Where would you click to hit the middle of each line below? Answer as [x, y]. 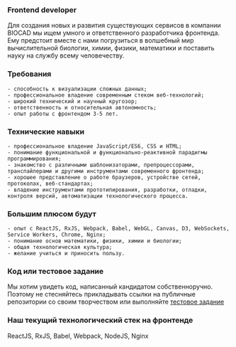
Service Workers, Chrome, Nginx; [57, 235]
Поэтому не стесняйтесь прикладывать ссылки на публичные [102, 294]
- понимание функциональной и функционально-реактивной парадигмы [107, 152]
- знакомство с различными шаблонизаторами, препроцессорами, [101, 165]
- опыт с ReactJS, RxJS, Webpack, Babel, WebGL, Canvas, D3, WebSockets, [119, 229]
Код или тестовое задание [56, 272]
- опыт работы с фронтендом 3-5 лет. [63, 114]
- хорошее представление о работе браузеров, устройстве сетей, [104, 177]
